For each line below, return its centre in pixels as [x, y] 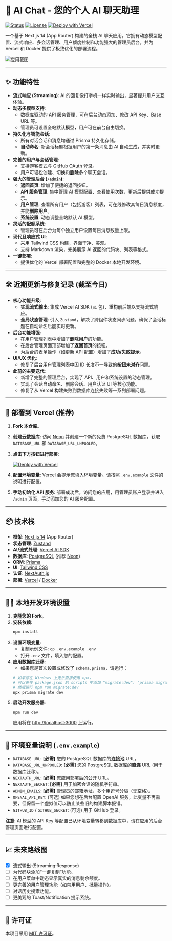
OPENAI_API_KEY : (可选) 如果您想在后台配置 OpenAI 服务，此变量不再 [84, 797]
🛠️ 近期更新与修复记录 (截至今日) [57, 285]
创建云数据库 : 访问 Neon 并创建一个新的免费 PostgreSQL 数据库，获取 [86, 437]
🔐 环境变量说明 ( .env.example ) [52, 745]
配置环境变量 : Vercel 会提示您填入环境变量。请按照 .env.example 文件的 [88, 475]
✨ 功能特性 [23, 82]
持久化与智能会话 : [31, 133]
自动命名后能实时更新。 [54, 326]
